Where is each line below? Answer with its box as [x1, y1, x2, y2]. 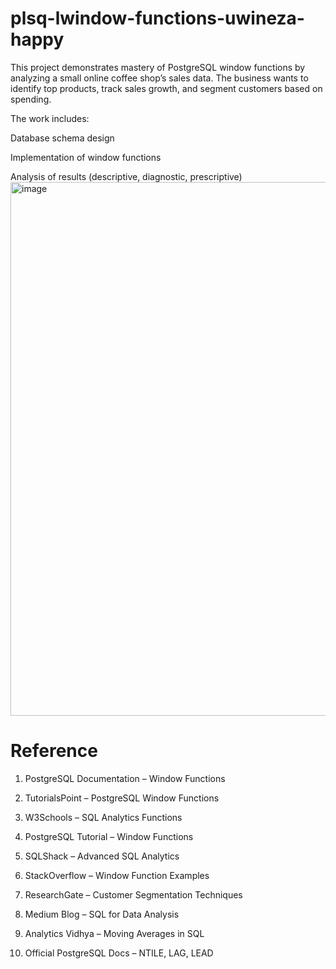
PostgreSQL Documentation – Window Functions [24, 772, 226, 784]
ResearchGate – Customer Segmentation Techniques [24, 888, 243, 901]
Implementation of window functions [10, 151, 162, 163]
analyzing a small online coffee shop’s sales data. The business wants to [10, 72, 309, 84]
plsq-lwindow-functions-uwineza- [10, 7, 305, 30]
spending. [10, 93, 52, 105]
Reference [10, 740, 98, 762]
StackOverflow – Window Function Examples [24, 869, 210, 881]
